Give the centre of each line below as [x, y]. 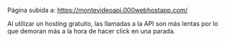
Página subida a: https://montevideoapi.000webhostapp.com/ [98, 10]
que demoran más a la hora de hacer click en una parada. [91, 31]
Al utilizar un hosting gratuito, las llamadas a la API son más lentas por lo [113, 23]
